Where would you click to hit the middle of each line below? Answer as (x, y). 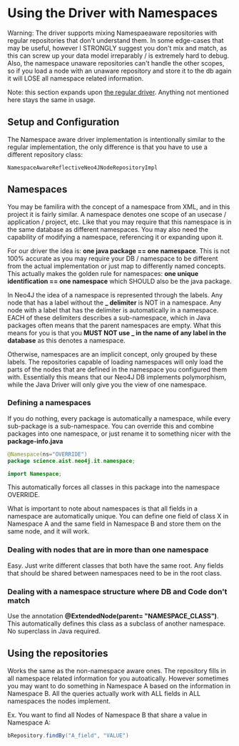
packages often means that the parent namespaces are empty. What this (115, 325)
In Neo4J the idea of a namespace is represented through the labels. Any (115, 295)
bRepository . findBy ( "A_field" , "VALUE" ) (68, 735)
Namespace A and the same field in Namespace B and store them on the (114, 524)
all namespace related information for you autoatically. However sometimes (118, 678)
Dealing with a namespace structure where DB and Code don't (117, 591)
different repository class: (45, 154)
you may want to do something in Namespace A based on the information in (119, 685)
